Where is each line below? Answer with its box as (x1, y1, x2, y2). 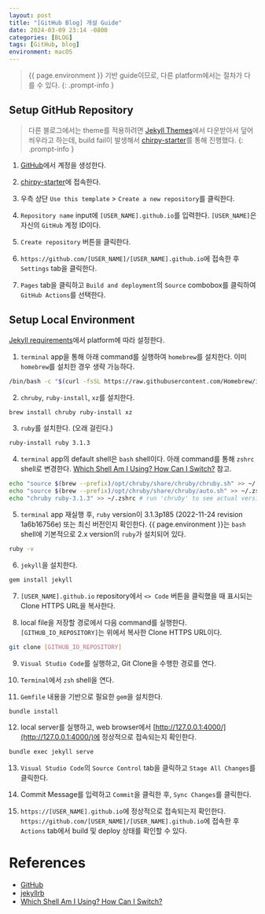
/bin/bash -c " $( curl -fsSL (9, 377, 101, 385)
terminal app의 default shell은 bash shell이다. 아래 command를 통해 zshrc (20, 454, 255, 464)
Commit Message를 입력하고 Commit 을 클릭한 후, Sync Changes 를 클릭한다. (20, 790, 252, 799)
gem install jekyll (9, 575, 73, 584)
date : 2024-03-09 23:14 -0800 (9, 26, 109, 34)
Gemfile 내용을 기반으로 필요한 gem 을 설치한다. (20, 692, 164, 701)
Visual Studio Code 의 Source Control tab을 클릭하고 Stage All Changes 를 (20, 763, 256, 773)
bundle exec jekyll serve (9, 748, 94, 756)
